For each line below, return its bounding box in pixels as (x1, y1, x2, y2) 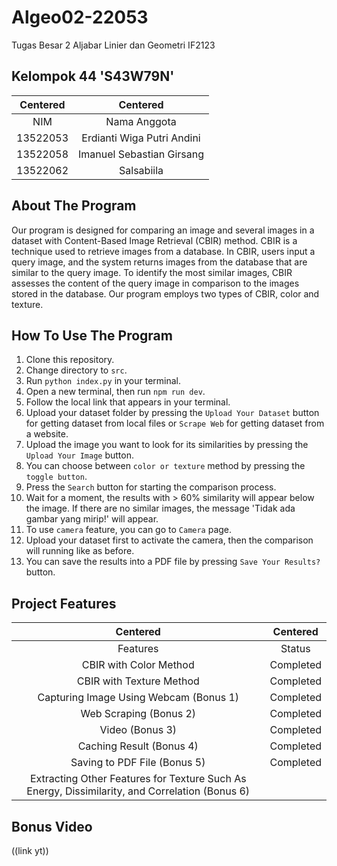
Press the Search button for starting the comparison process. (25, 481, 277, 493)
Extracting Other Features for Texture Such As (29, 772, 247, 786)
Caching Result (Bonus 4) (77, 739, 199, 753)
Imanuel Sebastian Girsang (78, 147, 205, 161)
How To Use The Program (11, 327, 173, 344)
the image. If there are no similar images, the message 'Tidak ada (25, 502, 296, 515)
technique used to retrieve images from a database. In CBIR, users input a (11, 245, 316, 257)
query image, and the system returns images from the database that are (11, 256, 308, 268)
